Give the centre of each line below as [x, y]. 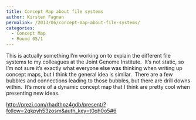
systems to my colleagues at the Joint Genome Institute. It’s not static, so [95, 62]
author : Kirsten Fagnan [35, 17]
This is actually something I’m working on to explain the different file [89, 56]
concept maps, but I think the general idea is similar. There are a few [89, 74]
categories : [21, 28]
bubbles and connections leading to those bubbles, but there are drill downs [98, 81]
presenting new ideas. [33, 93]
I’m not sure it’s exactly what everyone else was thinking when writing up [94, 68]
